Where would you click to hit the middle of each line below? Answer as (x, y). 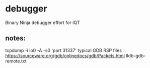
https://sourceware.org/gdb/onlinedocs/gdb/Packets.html (65, 55)
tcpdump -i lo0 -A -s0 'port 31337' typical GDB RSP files (64, 50)
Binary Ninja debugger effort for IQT (43, 22)
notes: (16, 38)
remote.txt (16, 61)
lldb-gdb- (136, 55)
